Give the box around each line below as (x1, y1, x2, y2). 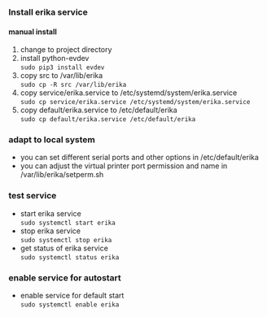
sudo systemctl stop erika (20, 236, 112, 244)
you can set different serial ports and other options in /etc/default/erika (20, 153, 259, 163)
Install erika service (8, 7, 88, 18)
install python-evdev (20, 54, 90, 63)
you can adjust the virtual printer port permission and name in (20, 161, 228, 171)
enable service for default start (20, 291, 125, 301)
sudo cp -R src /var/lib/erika (20, 80, 127, 89)
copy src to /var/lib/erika (20, 71, 103, 80)
